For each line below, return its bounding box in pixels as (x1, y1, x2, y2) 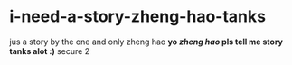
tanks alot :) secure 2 (9, 45, 90, 56)
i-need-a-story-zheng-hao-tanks (9, 6, 267, 27)
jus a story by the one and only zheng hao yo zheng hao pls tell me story (9, 36, 283, 47)
